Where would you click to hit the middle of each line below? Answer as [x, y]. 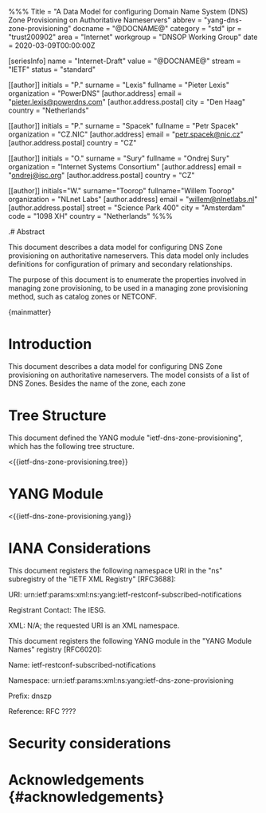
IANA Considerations [80, 548]
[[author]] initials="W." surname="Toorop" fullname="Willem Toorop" [121, 190]
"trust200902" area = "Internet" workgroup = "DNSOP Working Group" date [133, 37]
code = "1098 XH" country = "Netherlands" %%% [90, 216]
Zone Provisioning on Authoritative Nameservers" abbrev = [106, 20]
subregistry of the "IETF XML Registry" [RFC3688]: [92, 579]
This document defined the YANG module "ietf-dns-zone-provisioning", [125, 438]
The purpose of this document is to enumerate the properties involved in [127, 280]
